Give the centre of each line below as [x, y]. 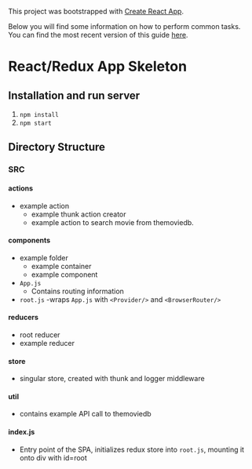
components [29, 240]
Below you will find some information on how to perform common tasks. [124, 26]
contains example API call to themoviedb [85, 414]
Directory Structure [57, 147]
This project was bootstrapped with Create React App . [96, 11]
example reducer [47, 343]
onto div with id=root [53, 457]
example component [64, 274]
